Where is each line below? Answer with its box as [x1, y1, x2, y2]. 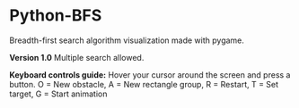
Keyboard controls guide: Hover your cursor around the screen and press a [9, 69, 291, 80]
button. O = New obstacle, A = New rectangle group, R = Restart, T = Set [9, 79, 279, 89]
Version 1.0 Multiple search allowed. [9, 52, 145, 62]
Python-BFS [9, 5, 102, 26]
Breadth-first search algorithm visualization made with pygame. [9, 35, 245, 46]
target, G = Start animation [9, 88, 108, 99]
